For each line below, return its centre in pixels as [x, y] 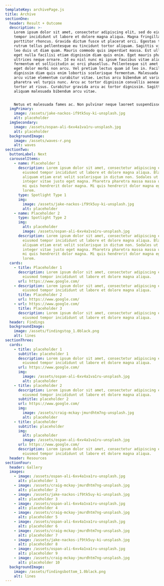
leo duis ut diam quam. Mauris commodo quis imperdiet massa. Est [83, 50]
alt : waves [25, 145]
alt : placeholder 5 [38, 517]
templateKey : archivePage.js [35, 10]
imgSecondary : [24, 122]
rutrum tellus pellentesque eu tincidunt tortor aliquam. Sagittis [84, 46]
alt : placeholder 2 [38, 490]
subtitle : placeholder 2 [43, 399]
